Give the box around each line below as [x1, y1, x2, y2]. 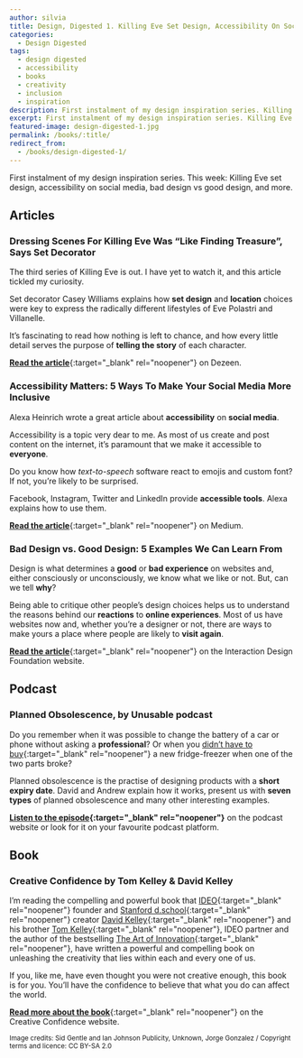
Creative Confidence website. [9, 1017, 120, 1027]
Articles [9, 208, 56, 224]
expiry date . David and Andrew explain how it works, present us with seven [9, 785, 291, 796]
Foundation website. [9, 655, 86, 666]
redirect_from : [9, 139, 67, 148]
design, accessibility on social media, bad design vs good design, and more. [9, 181, 293, 192]
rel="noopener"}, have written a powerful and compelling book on [9, 943, 255, 954]
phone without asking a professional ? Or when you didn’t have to [9, 739, 253, 750]
